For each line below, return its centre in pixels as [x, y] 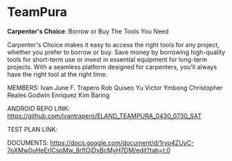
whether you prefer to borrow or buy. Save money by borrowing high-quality [116, 52]
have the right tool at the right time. [57, 74]
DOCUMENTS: [28, 142]
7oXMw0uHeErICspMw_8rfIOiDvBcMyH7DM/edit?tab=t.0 [89, 150]
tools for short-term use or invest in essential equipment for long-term [107, 59]
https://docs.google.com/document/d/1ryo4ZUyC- [122, 142]
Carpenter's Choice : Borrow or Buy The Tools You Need [88, 31]
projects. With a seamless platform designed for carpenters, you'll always [112, 67]
